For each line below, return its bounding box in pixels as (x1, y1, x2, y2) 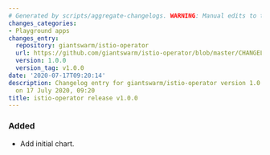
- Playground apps (8, 27, 70, 35)
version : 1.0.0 (15, 57, 67, 65)
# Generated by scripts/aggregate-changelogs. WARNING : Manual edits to (8, 11, 257, 20)
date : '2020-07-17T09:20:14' (8, 71, 106, 80)
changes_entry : (8, 34, 59, 43)
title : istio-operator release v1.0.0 (8, 94, 138, 102)
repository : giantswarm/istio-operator (15, 42, 149, 50)
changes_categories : (8, 19, 78, 27)
